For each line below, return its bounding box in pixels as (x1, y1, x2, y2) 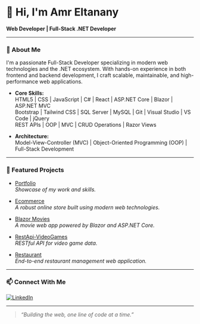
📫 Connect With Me (6, 278, 66, 286)
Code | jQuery (14, 115, 49, 122)
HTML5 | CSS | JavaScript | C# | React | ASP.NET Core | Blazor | (14, 96, 173, 103)
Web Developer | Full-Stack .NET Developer (6, 25, 117, 32)
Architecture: (14, 133, 49, 140)
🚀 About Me (6, 45, 41, 54)
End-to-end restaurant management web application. (14, 257, 147, 264)
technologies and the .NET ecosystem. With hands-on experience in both (6, 66, 186, 73)
